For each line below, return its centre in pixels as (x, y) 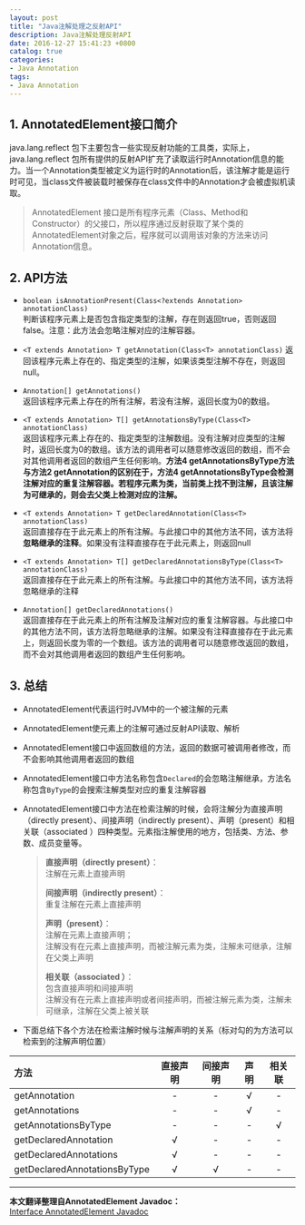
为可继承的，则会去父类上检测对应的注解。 (102, 495)
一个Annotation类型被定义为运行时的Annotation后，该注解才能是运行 (162, 171)
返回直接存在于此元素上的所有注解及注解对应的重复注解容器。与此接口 (154, 620)
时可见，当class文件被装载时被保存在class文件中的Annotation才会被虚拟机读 (152, 181)
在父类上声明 (69, 957)
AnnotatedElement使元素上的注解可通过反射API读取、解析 (131, 729)
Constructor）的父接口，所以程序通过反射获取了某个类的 (138, 224)
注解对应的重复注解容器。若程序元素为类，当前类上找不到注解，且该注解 (157, 484)
